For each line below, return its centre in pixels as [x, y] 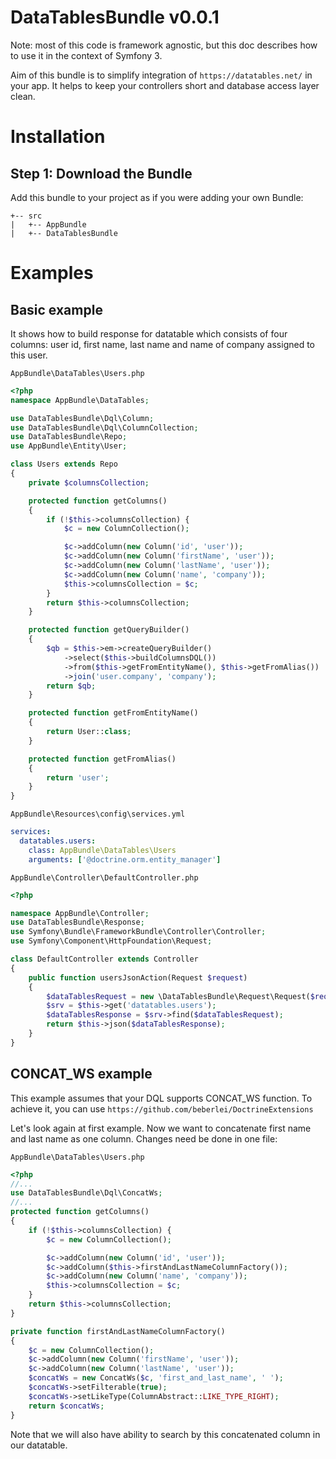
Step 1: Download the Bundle [101, 173]
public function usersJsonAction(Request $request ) [138, 977]
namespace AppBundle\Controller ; [80, 913]
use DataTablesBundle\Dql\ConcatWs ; [86, 1193]
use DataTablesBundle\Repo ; [69, 437]
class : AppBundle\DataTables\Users [102, 850]
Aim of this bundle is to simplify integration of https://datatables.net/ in [161, 75]
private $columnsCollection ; [89, 482]
